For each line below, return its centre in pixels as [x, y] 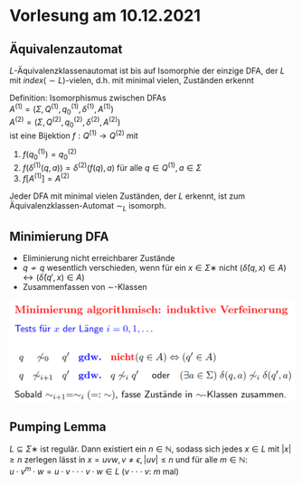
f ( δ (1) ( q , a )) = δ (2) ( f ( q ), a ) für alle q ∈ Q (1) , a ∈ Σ [112, 167]
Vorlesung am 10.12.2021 [105, 16]
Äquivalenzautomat [66, 49]
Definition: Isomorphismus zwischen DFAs [88, 98]
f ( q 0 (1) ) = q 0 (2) [49, 155]
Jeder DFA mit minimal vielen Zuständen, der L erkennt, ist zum [127, 196]
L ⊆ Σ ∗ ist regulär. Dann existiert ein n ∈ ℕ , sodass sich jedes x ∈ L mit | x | [151, 449]
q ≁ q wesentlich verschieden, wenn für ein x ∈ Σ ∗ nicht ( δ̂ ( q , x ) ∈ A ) [154, 267]
